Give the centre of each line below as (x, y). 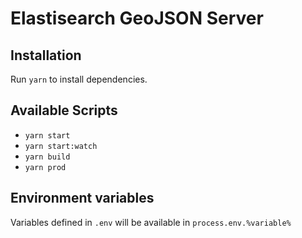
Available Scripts (64, 110)
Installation (46, 55)
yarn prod (45, 167)
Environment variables (82, 198)
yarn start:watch (61, 146)
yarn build (47, 157)
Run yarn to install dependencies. (79, 79)
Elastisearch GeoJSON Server (137, 18)
